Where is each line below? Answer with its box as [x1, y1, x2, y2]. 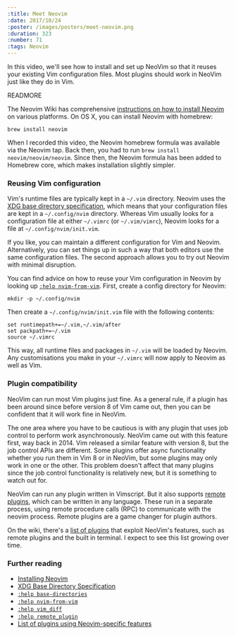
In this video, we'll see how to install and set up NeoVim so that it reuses [7, 63, 217, 71]
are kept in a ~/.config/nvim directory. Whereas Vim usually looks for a [7, 210, 213, 218]
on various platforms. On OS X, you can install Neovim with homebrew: [7, 112, 213, 121]
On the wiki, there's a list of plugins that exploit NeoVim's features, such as [7, 526, 225, 534]
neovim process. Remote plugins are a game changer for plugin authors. [7, 512, 217, 521]
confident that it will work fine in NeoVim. [7, 410, 127, 418]
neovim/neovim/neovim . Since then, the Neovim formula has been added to [7, 153, 222, 162]
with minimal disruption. [7, 260, 77, 269]
